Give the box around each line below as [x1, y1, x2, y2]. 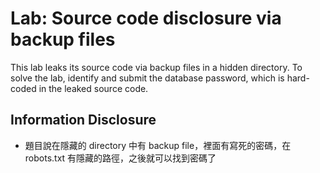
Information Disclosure [10, 112, 157, 129]
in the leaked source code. [38, 82, 149, 94]
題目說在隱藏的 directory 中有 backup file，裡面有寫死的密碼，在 [24, 139, 292, 151]
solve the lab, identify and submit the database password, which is [10, 72, 285, 84]
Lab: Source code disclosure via [10, 7, 282, 30]
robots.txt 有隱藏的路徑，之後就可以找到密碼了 [24, 152, 217, 164]
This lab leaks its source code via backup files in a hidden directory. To [10, 61, 303, 73]
